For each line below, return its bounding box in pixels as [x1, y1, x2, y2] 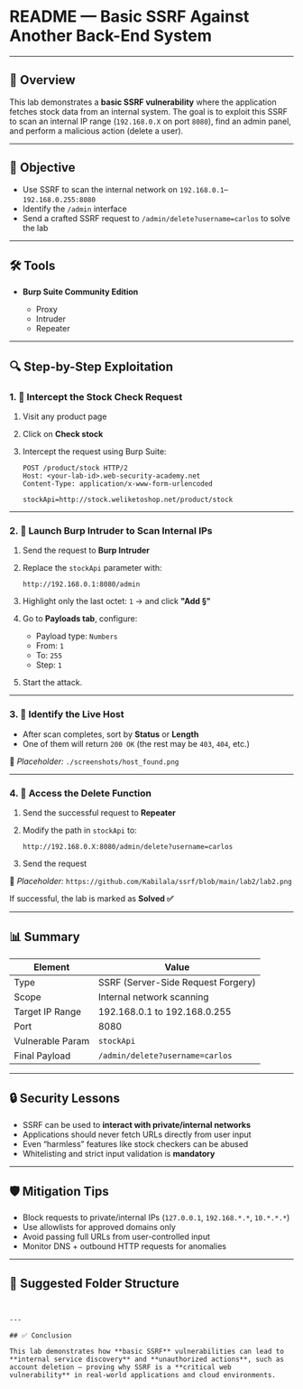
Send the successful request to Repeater [22, 806, 176, 818]
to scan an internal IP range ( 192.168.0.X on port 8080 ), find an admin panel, [9, 116, 291, 126]
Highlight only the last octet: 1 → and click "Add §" [22, 596, 212, 607]
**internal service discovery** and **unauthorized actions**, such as [9, 1355, 284, 1365]
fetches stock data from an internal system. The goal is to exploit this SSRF [9, 106, 289, 117]
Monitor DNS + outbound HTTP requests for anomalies [22, 1241, 227, 1252]
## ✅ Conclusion [9, 1331, 72, 1340]
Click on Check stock [22, 429, 104, 440]
